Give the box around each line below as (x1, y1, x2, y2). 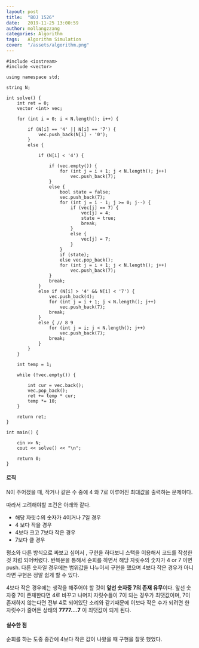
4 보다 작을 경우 (14, 521, 52, 529)
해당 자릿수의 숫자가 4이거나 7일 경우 (14, 514, 102, 521)
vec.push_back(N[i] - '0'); (38, 131, 109, 137)
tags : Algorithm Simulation (6, 36, 82, 42)
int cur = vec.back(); (27, 382, 84, 388)
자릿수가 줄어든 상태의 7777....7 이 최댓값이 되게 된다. (6, 607, 131, 614)
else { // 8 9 (38, 320, 74, 325)
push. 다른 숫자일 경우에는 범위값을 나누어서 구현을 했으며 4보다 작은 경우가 (6, 564, 183, 571)
